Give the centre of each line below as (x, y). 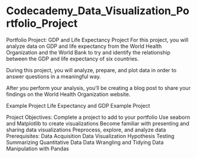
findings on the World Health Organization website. (68, 94)
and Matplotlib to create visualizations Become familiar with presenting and (98, 123)
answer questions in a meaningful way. (54, 76)
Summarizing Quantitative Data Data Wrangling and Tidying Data (85, 142)
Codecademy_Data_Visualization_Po (98, 11)
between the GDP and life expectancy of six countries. (72, 59)
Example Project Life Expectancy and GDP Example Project (78, 105)
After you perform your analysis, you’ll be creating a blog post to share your (98, 88)
